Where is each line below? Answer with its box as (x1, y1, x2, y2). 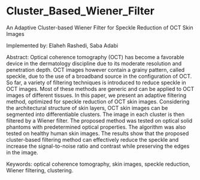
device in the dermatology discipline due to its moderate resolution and (6, 60, 182, 67)
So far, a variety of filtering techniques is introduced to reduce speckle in (6, 79, 187, 86)
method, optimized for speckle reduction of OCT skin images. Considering (6, 97, 190, 105)
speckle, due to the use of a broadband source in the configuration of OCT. (6, 72, 192, 80)
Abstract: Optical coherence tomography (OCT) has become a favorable (6, 53, 184, 60)
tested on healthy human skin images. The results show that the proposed (6, 130, 189, 137)
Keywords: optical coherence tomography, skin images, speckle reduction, (6, 160, 190, 167)
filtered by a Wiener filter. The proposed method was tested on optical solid (6, 117, 193, 124)
